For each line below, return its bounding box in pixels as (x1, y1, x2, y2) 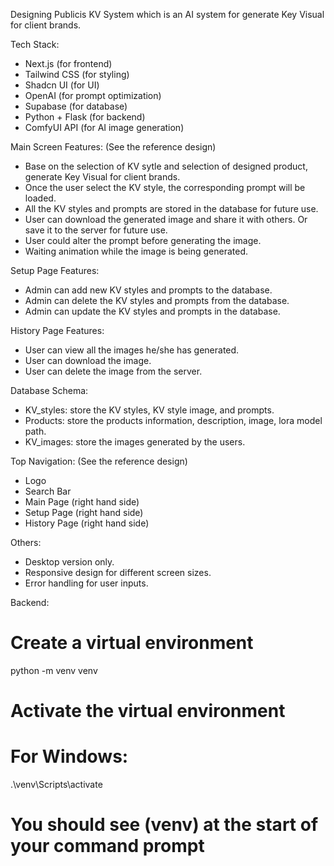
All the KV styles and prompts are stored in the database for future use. (24, 203, 319, 214)
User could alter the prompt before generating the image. (24, 235, 262, 246)
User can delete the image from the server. (24, 365, 203, 377)
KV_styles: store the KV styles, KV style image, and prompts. (24, 404, 275, 416)
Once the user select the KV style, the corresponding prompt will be (24, 182, 306, 193)
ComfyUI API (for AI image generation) (24, 122, 185, 133)
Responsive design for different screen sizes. (24, 567, 212, 578)
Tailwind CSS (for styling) (24, 69, 130, 80)
